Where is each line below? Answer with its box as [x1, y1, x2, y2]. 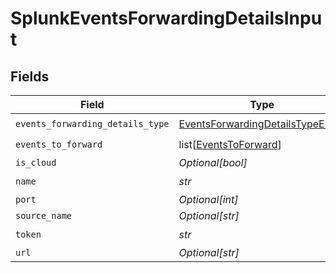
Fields [10, 68, 50, 85]
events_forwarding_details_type [15, 118, 170, 129]
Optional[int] [178, 193, 239, 206]
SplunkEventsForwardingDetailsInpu [10, 7, 323, 30]
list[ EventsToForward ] [178, 137, 282, 151]
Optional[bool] [178, 156, 248, 169]
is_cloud [15, 157, 57, 168]
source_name [15, 210, 73, 221]
